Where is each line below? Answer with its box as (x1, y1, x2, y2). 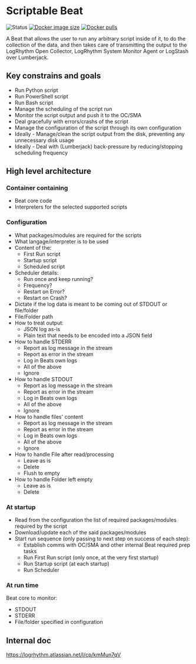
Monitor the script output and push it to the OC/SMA (14, 111, 142, 118)
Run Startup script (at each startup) (23, 560, 110, 567)
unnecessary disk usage (14, 137, 75, 144)
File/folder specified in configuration (14, 619, 103, 626)
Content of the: (14, 244, 52, 251)
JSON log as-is (23, 325, 61, 332)
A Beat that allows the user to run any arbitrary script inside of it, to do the (6, 35, 186, 42)
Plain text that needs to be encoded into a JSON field (23, 332, 152, 339)
